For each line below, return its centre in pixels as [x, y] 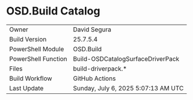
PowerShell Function [38, 58]
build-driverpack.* [100, 69]
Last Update [26, 88]
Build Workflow [31, 78]
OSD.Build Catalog [53, 11]
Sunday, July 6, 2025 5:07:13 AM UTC [128, 88]
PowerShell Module [37, 49]
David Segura [92, 30]
